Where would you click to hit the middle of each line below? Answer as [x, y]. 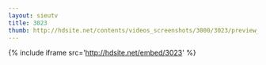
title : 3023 [28, 23]
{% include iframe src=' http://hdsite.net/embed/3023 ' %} [102, 53]
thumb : [19, 30]
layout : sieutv [33, 15]
